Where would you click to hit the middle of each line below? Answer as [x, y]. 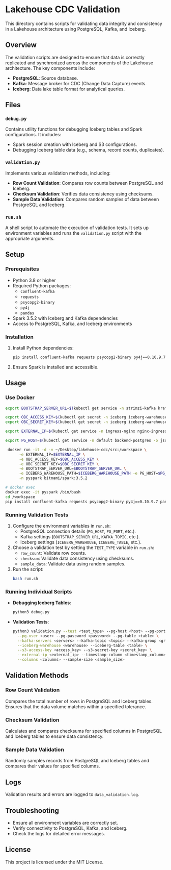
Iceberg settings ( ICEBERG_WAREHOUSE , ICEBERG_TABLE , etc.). [81, 542]
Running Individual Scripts [39, 591]
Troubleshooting [32, 811]
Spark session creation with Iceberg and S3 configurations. [75, 144]
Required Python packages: [42, 285]
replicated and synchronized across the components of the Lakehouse [79, 63]
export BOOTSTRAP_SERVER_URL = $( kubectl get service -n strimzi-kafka [81, 408]
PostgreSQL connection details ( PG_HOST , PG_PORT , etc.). [78, 531]
